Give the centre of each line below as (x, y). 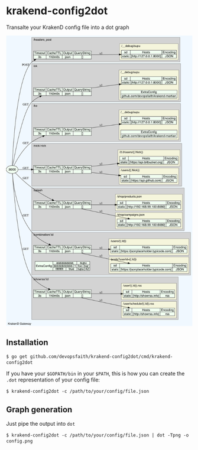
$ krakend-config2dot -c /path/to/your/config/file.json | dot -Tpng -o (98, 435)
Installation (27, 343)
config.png (20, 441)
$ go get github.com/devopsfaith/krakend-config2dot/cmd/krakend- (90, 357)
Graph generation (39, 410)
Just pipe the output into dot (41, 424)
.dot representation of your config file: (53, 380)
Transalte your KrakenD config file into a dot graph (68, 27)
